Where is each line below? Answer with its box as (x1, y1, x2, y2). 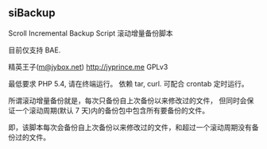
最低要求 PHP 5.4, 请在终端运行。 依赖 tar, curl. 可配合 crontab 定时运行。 (8, 78, 249, 88)
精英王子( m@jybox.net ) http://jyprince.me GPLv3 (8, 62, 168, 71)
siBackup (8, 6, 56, 20)
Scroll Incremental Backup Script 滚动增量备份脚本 (8, 28, 173, 38)
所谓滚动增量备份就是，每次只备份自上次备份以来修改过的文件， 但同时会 (8, 95, 247, 105)
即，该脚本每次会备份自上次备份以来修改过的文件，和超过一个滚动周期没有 (8, 122, 252, 132)
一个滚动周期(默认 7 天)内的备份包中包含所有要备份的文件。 (14, 105, 210, 115)
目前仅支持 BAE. (8, 45, 61, 55)
